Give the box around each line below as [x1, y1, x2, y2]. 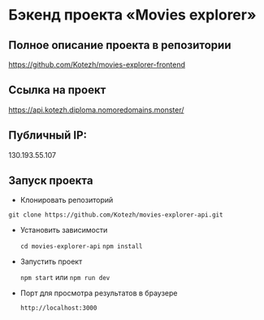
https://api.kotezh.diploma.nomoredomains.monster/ [8, 104, 184, 115]
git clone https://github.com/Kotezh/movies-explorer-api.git [8, 211, 223, 219]
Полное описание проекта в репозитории [8, 38, 232, 52]
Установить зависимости [19, 226, 108, 235]
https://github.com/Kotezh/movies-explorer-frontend [8, 59, 185, 69]
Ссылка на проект [8, 83, 106, 97]
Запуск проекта [8, 173, 93, 188]
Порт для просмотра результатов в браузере [19, 288, 178, 298]
